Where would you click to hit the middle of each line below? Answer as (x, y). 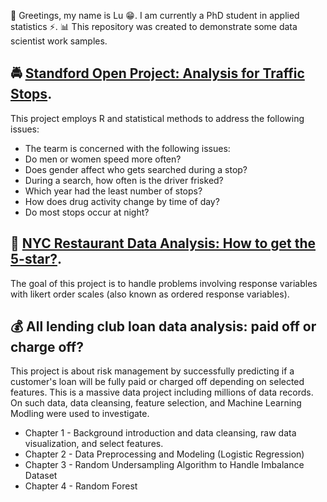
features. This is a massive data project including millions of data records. (162, 392)
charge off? (47, 347)
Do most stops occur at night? (87, 212)
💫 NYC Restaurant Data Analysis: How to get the (163, 243)
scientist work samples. (59, 41)
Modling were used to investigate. (80, 414)
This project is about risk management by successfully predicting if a (152, 371)
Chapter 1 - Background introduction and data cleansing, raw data (160, 433)
